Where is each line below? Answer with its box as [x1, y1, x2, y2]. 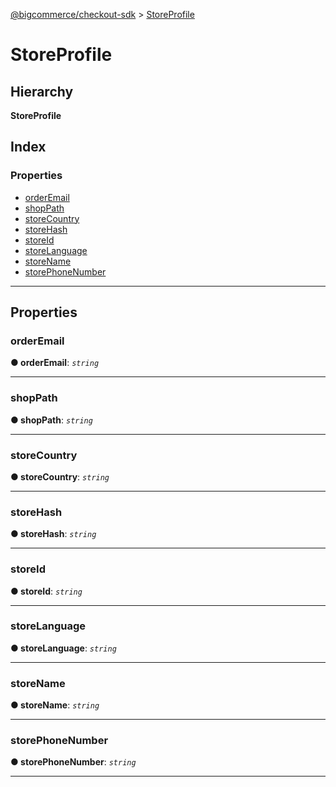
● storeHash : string [10, 528, 97, 540]
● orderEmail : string [10, 357, 100, 369]
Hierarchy [10, 83, 74, 100]
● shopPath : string [10, 414, 93, 426]
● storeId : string [10, 585, 83, 597]
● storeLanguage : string [10, 642, 117, 654]
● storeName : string [10, 699, 100, 711]
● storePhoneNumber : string [10, 756, 137, 768]
